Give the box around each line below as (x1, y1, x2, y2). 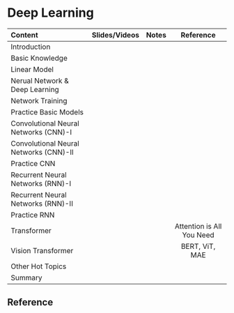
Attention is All (174, 221, 222, 231)
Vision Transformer (10, 245, 74, 255)
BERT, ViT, (180, 241, 216, 251)
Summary (10, 273, 43, 282)
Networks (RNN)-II (10, 199, 73, 208)
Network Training (10, 96, 68, 105)
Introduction (10, 42, 51, 52)
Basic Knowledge (10, 53, 68, 63)
